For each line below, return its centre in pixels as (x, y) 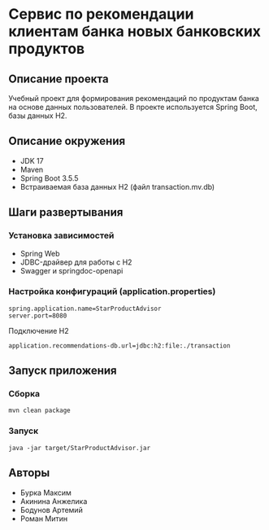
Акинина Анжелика (54, 501)
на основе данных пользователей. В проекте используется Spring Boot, (133, 107)
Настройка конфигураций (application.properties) (112, 291)
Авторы (29, 473)
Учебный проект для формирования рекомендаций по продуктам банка (134, 98)
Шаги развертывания (66, 212)
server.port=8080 (38, 315)
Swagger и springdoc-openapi (72, 270)
